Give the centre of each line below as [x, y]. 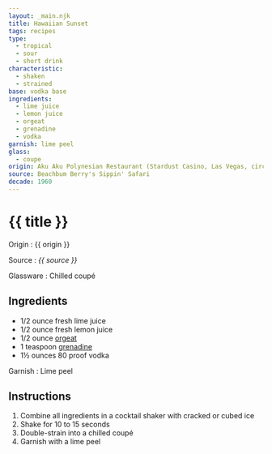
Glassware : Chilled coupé [52, 276]
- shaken [30, 76]
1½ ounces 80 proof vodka [64, 355]
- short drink [39, 62]
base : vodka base [38, 91]
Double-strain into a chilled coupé [76, 433]
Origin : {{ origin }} [39, 244]
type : [17, 39]
